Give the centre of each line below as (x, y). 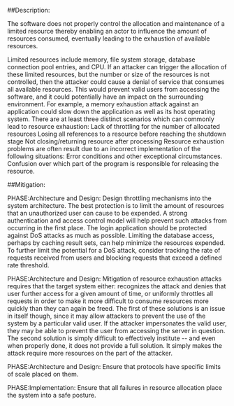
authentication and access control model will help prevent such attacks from (117, 220)
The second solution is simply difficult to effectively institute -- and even (111, 338)
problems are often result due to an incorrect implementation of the (104, 149)
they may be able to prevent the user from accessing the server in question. (116, 331)
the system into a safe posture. (52, 395)
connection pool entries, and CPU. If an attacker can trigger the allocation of (117, 67)
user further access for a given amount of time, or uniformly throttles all (110, 294)
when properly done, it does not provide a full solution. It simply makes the (115, 345)
